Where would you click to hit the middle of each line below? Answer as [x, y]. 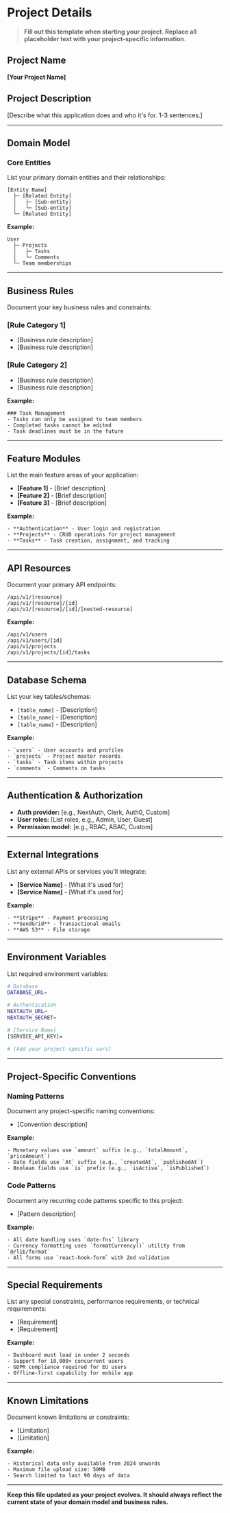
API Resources [39, 568]
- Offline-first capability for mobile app [70, 1373]
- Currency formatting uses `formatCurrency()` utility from [96, 1246]
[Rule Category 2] [37, 365]
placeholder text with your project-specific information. [105, 38]
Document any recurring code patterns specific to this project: [95, 1200]
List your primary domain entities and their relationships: [87, 178]
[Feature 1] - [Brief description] [61, 488]
